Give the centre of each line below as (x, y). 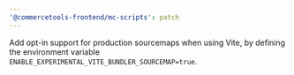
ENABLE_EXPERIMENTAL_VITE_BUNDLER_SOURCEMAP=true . (103, 61)
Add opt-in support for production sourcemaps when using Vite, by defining (147, 42)
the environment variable (54, 52)
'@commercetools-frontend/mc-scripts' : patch (94, 17)
